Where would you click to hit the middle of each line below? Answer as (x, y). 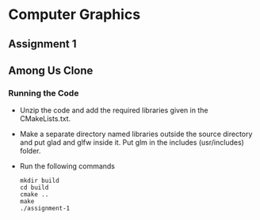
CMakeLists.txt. (45, 119)
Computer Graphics (75, 15)
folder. (30, 151)
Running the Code (44, 93)
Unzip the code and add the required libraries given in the (114, 110)
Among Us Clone (51, 70)
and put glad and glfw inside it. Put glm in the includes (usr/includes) (132, 142)
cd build (34, 188)
